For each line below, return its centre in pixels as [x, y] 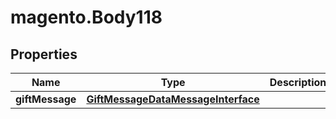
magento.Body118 [86, 17]
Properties [44, 54]
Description [298, 82]
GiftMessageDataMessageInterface [173, 99]
